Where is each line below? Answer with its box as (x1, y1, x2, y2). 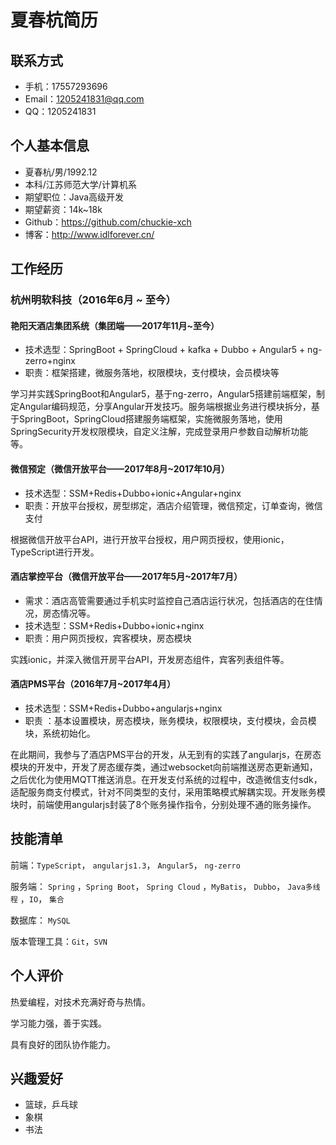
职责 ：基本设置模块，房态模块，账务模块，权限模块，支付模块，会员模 (24, 714, 317, 726)
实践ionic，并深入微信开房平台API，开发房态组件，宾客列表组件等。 (10, 653, 290, 665)
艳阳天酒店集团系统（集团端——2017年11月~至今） (10, 319, 220, 331)
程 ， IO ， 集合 (10, 892, 65, 905)
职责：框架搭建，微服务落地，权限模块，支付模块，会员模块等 (24, 367, 280, 379)
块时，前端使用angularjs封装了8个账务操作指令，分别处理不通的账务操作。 (10, 798, 317, 810)
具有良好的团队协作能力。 (10, 1038, 116, 1050)
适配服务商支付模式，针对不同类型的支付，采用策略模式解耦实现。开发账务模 (10, 786, 326, 798)
